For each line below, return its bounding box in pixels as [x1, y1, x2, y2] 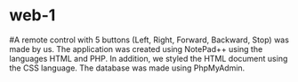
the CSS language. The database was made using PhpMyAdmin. [9, 63, 246, 73]
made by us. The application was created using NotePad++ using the [9, 43, 263, 54]
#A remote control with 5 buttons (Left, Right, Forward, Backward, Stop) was [9, 34, 289, 45]
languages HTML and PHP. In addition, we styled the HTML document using [9, 53, 288, 63]
